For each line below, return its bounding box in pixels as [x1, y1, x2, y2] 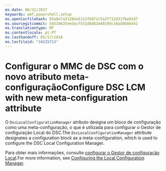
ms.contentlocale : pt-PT [5, 30, 56, 35]
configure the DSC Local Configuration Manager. [5, 140, 105, 146]
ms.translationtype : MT [5, 26, 54, 31]
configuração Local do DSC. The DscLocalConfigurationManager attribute [5, 129, 152, 135]
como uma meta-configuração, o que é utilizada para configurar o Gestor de [5, 124, 161, 130]
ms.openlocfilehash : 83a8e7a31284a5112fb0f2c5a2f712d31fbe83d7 [5, 16, 138, 21]
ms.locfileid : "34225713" [5, 40, 58, 44]
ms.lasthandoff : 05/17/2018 [5, 35, 63, 40]
